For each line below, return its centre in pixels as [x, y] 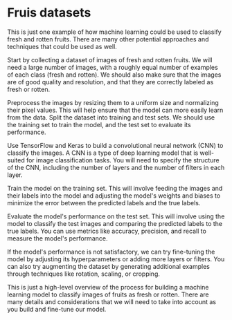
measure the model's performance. [57, 238]
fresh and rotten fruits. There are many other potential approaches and [108, 39]
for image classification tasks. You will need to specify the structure [123, 160]
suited [16, 160]
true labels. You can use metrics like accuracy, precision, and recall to [107, 231]
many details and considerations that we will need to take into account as [112, 301]
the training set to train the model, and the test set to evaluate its [99, 124]
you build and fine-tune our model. [57, 309]
